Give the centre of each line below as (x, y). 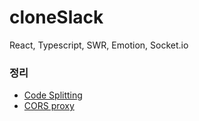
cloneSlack (56, 17)
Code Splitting (53, 95)
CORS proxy (49, 106)
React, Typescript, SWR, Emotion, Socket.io (99, 45)
